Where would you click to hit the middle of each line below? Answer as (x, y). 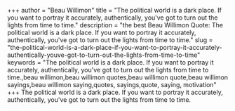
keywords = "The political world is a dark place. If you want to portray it (110, 62)
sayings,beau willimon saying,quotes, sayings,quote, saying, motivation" (112, 85)
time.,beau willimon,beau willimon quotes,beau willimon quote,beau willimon (118, 77)
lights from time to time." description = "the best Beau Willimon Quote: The (115, 25)
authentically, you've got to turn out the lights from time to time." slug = (110, 40)
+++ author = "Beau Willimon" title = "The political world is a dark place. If (115, 10)
